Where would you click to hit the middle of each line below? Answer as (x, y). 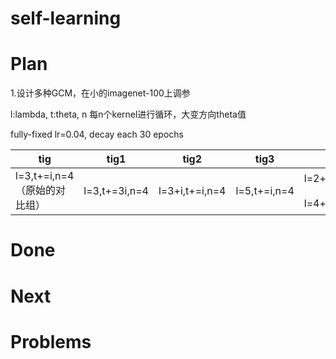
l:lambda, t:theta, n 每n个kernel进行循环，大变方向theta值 (128, 114)
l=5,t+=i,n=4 (265, 191)
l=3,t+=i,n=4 (45, 176)
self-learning (66, 18)
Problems (51, 341)
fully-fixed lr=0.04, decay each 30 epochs (97, 134)
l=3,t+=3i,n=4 (116, 191)
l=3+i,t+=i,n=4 (192, 191)
